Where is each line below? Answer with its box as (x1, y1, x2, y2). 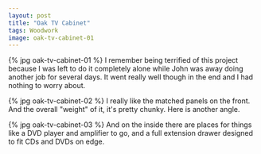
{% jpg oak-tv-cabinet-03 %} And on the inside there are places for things (8, 120, 252, 129)
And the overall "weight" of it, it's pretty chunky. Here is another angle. (8, 105, 240, 114)
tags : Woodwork (8, 26, 59, 34)
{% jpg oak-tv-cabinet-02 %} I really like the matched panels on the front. (8, 96, 251, 106)
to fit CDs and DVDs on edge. (8, 137, 105, 147)
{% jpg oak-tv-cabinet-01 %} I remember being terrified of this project (8, 56, 239, 65)
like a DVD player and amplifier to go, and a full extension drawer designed (8, 129, 253, 138)
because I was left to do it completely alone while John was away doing (8, 64, 244, 74)
